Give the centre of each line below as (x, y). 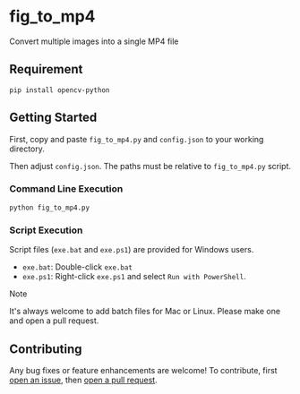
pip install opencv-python (60, 90)
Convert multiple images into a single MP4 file (94, 41)
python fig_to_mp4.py (50, 208)
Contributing (46, 349)
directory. (27, 149)
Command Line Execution (66, 189)
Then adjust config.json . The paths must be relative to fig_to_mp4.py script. (150, 166)
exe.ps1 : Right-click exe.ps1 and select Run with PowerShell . (134, 277)
